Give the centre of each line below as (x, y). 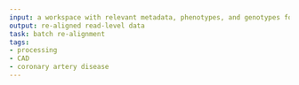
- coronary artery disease (59, 67)
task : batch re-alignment (57, 34)
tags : (19, 42)
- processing (33, 50)
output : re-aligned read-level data (77, 26)
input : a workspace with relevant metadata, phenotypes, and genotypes (145, 17)
